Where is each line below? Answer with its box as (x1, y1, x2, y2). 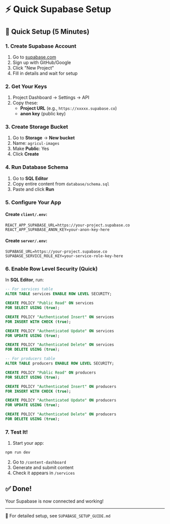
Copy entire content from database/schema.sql (12, 180, 110, 187)
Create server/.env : (5, 238, 48, 244)
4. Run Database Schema (5, 164, 68, 171)
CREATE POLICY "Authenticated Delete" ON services (5, 342, 114, 348)
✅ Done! (5, 484, 32, 493)
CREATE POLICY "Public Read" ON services (5, 300, 94, 306)
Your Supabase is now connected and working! (5, 498, 104, 504)
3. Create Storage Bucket (5, 124, 68, 131)
